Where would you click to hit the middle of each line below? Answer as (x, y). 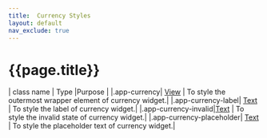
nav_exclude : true (39, 30)
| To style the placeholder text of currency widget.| (92, 126)
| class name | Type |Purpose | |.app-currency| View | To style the (117, 92)
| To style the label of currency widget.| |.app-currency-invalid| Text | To (126, 109)
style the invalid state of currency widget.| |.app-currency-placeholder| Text (134, 117)
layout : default (35, 23)
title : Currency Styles (50, 16)
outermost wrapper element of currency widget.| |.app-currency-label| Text (133, 101)
